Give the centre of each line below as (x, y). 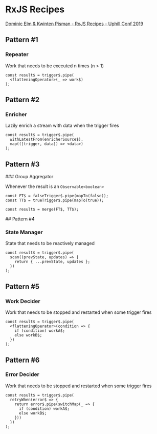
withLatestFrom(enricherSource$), (47, 140)
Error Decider (22, 374)
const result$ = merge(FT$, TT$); (42, 210)
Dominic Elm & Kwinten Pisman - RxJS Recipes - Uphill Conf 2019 (74, 24)
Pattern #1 (22, 40)
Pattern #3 (23, 164)
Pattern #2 (23, 100)
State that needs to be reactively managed (50, 243)
